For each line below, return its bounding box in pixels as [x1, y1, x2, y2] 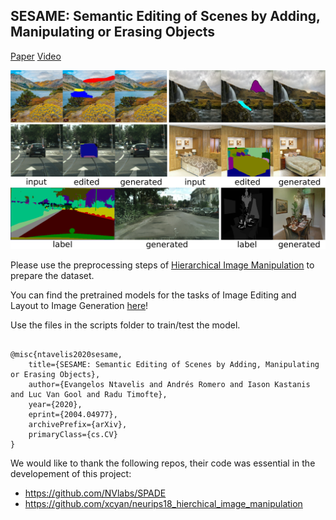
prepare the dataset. [10, 269, 95, 281]
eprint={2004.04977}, [28, 409, 118, 419]
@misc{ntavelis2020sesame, [10, 349, 123, 359]
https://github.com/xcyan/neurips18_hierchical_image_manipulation [24, 497, 303, 509]
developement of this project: [10, 467, 132, 479]
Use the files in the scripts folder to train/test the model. [10, 319, 241, 331]
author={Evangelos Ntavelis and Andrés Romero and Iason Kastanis [28, 379, 311, 389]
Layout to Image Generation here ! [10, 299, 149, 311]
